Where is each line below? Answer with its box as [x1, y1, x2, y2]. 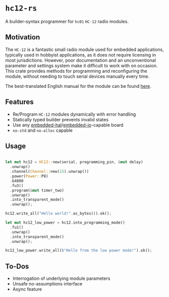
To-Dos [5, 262, 29, 271]
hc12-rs [5, 4, 37, 13]
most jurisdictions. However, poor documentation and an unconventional [5, 57, 156, 63]
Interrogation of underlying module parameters [12, 275, 110, 281]
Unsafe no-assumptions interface [12, 281, 83, 287]
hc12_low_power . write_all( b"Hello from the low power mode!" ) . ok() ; [5, 248, 152, 253]
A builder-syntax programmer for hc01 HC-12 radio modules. [5, 18, 129, 24]
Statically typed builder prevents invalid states [12, 116, 109, 122]
